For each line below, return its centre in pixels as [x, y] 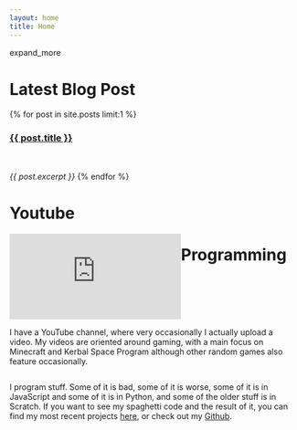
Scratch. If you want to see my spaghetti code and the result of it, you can [149, 406]
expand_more [35, 52]
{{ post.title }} [41, 138]
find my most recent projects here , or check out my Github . [121, 415]
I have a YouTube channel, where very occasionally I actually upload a [142, 332]
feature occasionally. [49, 361]
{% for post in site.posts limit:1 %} [73, 114]
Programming [234, 255]
